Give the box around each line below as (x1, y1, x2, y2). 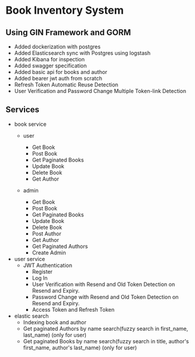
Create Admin (32, 249, 66, 256)
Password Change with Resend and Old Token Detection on (32, 293, 179, 300)
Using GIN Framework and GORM (5, 27, 131, 38)
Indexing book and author (23, 318, 87, 325)
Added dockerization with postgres (14, 43, 101, 50)
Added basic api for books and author (14, 69, 108, 75)
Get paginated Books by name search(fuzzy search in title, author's (23, 337, 189, 344)
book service (14, 120, 47, 128)
